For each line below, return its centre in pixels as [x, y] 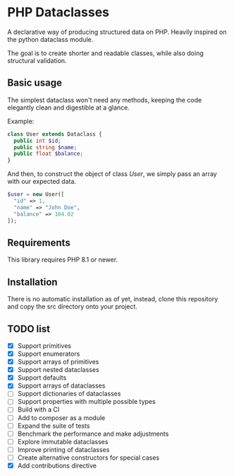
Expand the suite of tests [54, 426]
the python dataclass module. [50, 39]
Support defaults [42, 378]
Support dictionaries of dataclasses [69, 394]
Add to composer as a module [61, 417]
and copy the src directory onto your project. [72, 307]
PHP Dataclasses [58, 12]
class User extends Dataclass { [55, 134]
